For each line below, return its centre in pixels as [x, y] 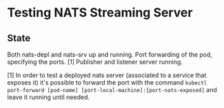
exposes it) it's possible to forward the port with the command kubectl [107, 83]
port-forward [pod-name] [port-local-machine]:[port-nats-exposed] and [112, 90]
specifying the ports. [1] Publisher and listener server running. [95, 62]
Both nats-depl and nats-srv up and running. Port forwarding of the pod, [110, 54]
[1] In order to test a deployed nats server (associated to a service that [107, 75]
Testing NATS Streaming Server [100, 13]
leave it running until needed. [49, 97]
